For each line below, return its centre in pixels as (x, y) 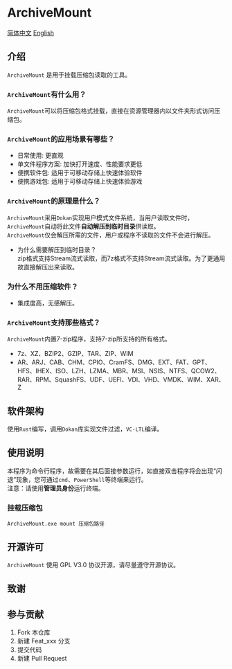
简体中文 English (30, 33)
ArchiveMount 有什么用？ (47, 94)
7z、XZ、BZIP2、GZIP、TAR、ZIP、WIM (75, 354)
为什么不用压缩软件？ (43, 287)
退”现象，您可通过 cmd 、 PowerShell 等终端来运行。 (77, 479)
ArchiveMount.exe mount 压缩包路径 (56, 524)
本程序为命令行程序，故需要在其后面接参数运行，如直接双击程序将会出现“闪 (115, 471)
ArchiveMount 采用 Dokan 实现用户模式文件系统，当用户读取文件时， (100, 217)
